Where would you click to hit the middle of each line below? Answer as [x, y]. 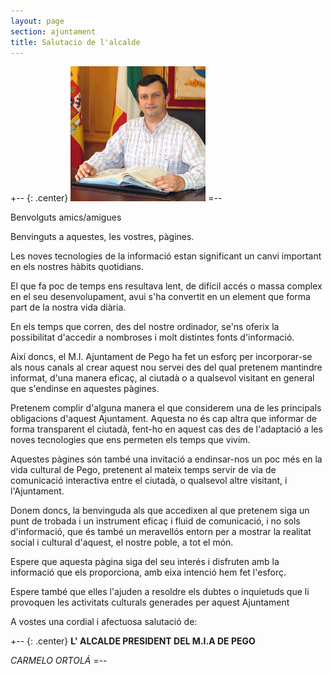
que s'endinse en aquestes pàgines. [85, 389]
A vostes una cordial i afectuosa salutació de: [104, 622]
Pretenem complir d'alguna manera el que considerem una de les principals [166, 408]
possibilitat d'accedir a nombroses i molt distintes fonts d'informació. [152, 337]
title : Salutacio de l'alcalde [75, 42]
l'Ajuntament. [37, 491]
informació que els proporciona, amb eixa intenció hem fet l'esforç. [148, 572]
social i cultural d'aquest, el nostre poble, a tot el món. [122, 542]
